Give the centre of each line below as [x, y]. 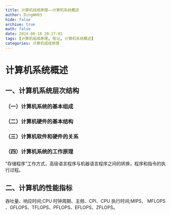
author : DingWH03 [24, 15]
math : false [18, 29]
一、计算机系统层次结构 [42, 91]
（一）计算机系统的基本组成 [39, 106]
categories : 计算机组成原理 [32, 44]
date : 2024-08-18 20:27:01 [34, 34]
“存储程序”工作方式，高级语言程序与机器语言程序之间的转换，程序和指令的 [83, 164]
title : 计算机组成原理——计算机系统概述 [42, 10]
